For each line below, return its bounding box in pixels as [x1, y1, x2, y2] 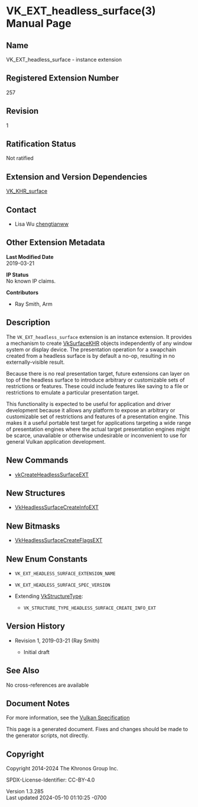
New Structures [6, 488, 66, 498]
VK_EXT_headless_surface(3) [6, 4, 156, 18]
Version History [6, 621, 65, 632]
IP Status [6, 271, 29, 278]
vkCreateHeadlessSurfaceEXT [14, 471, 89, 478]
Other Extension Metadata [6, 238, 105, 248]
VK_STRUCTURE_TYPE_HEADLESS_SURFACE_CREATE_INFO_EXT [23, 605, 157, 611]
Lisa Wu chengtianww [14, 220, 69, 228]
